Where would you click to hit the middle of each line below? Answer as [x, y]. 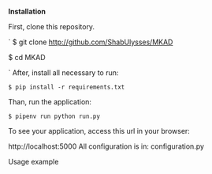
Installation [27, 11]
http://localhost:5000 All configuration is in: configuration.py [106, 146]
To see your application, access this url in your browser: [99, 131]
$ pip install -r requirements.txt [67, 87]
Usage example [33, 162]
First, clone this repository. [52, 26]
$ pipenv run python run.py [54, 116]
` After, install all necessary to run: [63, 73]
